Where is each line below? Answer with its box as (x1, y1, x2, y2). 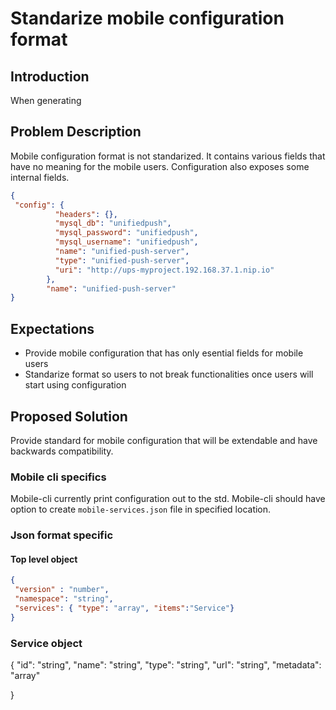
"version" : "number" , (14, 585, 110, 595)
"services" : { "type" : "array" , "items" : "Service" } (14, 603, 235, 613)
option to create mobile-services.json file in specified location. (10, 503, 272, 516)
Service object (10, 636, 83, 650)
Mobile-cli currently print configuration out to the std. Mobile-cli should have (10, 493, 326, 505)
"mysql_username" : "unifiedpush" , (54, 237, 199, 247)
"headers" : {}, (54, 209, 118, 219)
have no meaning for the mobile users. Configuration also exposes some (10, 160, 310, 172)
